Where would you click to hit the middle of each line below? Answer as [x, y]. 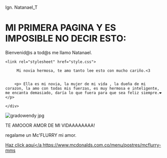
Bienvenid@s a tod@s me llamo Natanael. [49, 52]
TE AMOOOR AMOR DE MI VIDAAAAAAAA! [50, 125]
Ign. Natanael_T [22, 7]
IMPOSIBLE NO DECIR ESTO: [66, 39]
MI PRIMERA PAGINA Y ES [61, 28]
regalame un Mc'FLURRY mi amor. [41, 135]
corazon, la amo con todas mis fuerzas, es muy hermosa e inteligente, [82, 88]
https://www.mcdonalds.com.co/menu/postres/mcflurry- [102, 145]
